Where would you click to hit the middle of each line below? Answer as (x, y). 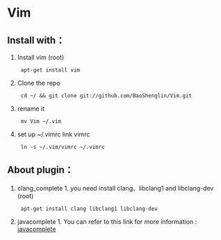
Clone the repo (39, 83)
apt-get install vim (50, 70)
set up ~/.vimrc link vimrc (54, 134)
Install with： (36, 40)
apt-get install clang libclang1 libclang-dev (89, 209)
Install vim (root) (41, 57)
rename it (31, 109)
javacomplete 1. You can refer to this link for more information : (107, 221)
